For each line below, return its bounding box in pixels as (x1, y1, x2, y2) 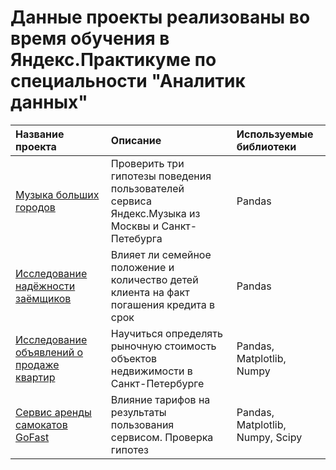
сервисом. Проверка (110, 430, 214, 444)
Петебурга (110, 231, 163, 245)
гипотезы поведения (110, 169, 212, 183)
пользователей (110, 181, 185, 195)
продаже (15, 357, 60, 371)
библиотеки (236, 139, 297, 153)
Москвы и (110, 219, 160, 233)
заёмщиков (15, 291, 72, 305)
